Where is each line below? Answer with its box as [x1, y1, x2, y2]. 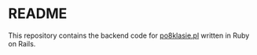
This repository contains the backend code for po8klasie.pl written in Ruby [8, 31, 250, 40]
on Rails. [8, 38, 36, 48]
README [8, 5, 68, 23]
